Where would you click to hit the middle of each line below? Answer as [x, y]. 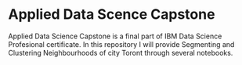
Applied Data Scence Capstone [112, 14]
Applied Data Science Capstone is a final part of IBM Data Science [115, 36]
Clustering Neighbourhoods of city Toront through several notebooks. [121, 52]
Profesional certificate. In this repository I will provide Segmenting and [121, 44]
